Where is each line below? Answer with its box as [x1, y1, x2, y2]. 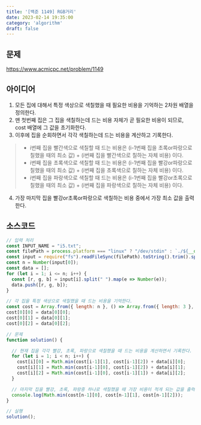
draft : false [6, 25, 39, 32]
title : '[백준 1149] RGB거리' [6, 8, 77, 15]
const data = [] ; [6, 265, 50, 272]
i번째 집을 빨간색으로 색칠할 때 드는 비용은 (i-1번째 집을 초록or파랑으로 [29, 144, 193, 151]
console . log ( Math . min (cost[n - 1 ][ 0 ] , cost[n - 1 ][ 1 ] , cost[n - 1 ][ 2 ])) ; [11, 392, 184, 398]
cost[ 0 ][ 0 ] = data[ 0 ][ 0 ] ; [6, 309, 71, 315]
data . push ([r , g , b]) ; [11, 282, 68, 288]
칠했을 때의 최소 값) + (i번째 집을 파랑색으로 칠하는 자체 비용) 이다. [29, 181, 184, 189]
